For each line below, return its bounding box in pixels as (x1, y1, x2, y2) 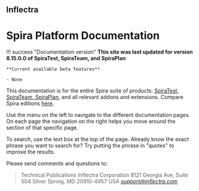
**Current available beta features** (6, 66, 100, 72)
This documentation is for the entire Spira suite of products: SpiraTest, (6, 87, 179, 94)
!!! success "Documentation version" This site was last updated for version (6, 48, 193, 56)
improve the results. (6, 149, 56, 156)
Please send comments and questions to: (6, 160, 108, 167)
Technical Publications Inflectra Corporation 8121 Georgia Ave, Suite (20, 171, 188, 178)
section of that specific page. (6, 124, 79, 131)
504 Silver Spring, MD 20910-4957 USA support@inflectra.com (20, 178, 178, 185)
